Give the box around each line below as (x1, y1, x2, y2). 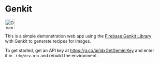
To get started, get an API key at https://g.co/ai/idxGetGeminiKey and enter (5, 47, 155, 53)
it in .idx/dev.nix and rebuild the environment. (5, 52, 98, 58)
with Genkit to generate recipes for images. (5, 38, 91, 44)
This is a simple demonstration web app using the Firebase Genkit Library (5, 33, 152, 39)
